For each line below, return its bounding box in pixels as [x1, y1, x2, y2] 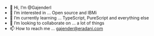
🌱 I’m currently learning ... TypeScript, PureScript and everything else [9, 15, 149, 20]
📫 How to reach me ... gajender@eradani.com [9, 26, 103, 31]
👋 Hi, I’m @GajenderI [9, 5, 52, 10]
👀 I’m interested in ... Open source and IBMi [9, 10, 97, 16]
